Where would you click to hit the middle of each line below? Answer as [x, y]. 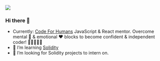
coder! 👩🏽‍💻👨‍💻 [28, 42]
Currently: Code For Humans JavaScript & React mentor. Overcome [83, 32]
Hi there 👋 [18, 20]
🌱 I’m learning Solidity [35, 47]
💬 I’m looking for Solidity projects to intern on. [61, 53]
